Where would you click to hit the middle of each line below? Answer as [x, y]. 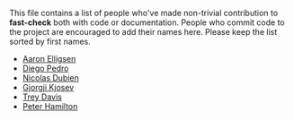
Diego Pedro [45, 68]
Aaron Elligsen [49, 59]
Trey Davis [42, 97]
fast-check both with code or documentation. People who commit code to [147, 22]
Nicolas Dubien [50, 78]
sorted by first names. [50, 41]
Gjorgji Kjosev [48, 87]
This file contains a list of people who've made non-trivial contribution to [144, 13]
